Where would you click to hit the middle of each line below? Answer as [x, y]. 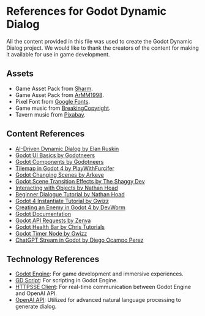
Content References [45, 134]
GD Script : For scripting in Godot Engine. [66, 280]
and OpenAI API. [36, 293]
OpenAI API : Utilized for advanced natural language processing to [98, 300]
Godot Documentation [43, 214]
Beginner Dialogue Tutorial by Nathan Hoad [70, 194]
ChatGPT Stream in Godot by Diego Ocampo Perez [79, 240]
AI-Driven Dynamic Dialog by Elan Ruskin [67, 148]
